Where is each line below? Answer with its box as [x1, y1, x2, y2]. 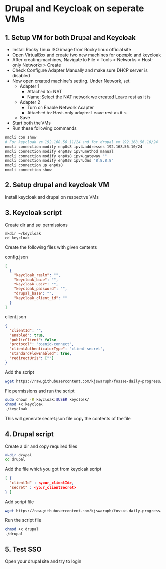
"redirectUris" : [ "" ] [9, 355, 54, 361]
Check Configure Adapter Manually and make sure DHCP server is [12, 67, 148, 73]
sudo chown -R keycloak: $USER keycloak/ [5, 398, 90, 402]
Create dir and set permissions [5, 222, 68, 228]
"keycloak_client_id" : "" [14, 295, 68, 300]
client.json [5, 314, 26, 320]
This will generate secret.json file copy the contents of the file [5, 415, 131, 421]
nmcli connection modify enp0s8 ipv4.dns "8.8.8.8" [5, 158, 114, 163]
